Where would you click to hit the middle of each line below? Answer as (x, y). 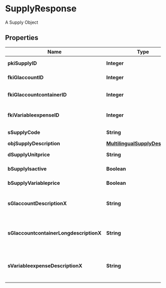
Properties (22, 38)
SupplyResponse (41, 9)
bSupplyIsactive (27, 168)
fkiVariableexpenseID (34, 115)
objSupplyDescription (34, 143)
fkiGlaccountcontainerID (37, 94)
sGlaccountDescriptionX (37, 203)
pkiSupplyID (22, 63)
